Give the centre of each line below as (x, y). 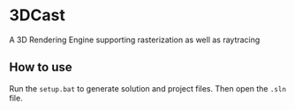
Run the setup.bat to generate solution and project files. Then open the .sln (148, 88)
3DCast (38, 15)
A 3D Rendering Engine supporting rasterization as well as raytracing (135, 40)
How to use (41, 67)
